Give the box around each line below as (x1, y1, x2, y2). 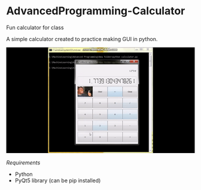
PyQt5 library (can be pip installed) (14, 177, 101, 184)
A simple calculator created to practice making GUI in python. (6, 35, 158, 42)
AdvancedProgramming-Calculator (6, 4, 185, 18)
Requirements (6, 159, 41, 166)
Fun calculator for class (6, 24, 64, 31)
